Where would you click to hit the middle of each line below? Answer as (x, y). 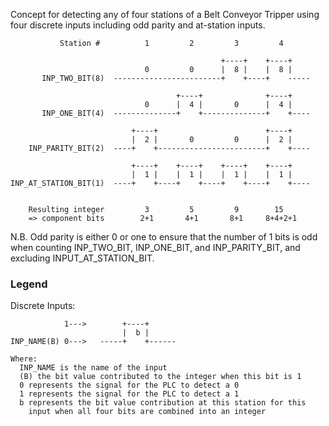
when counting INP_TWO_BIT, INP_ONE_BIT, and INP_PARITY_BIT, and (155, 247)
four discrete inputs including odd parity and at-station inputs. (138, 25)
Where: (24, 359)
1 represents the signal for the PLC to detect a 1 (129, 394)
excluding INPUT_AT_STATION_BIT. (82, 258)
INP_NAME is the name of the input (93, 368)
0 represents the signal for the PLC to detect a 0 (129, 385)
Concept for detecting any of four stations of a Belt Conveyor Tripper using (165, 14)
